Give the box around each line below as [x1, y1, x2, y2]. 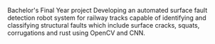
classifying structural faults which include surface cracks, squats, [7, 21, 200, 29]
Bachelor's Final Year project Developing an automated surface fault [7, 6, 208, 14]
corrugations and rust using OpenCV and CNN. [7, 28, 146, 37]
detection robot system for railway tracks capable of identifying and [7, 13, 206, 22]
